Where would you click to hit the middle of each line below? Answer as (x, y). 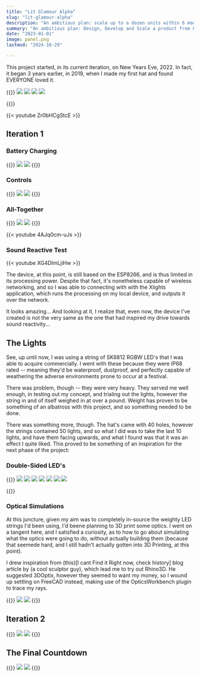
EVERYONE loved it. (30, 80)
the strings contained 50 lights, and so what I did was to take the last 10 (94, 431)
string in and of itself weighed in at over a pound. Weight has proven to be (97, 401)
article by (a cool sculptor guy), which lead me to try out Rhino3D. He (91, 569)
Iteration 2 (26, 619)
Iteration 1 (25, 134)
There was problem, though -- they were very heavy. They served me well (97, 388)
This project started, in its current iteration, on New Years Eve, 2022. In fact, (99, 67)
